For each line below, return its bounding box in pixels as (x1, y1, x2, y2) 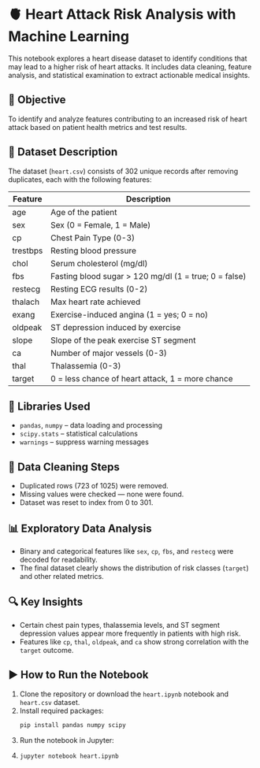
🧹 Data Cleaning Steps (8, 460, 121, 473)
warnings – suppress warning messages (19, 437, 150, 447)
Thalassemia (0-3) (50, 360, 121, 371)
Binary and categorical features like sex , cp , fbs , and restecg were (19, 547, 234, 555)
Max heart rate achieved (50, 296, 141, 307)
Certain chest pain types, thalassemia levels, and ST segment (19, 620, 221, 629)
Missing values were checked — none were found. (19, 489, 184, 499)
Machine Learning (8, 28, 130, 46)
